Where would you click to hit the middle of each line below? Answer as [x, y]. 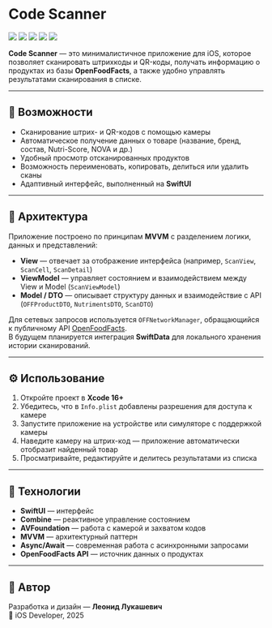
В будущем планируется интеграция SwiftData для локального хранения [135, 337]
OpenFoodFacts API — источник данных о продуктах [112, 554]
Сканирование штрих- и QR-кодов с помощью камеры [115, 131]
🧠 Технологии [45, 491]
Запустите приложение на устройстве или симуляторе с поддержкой [140, 424]
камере [33, 415]
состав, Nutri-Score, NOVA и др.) [76, 149]
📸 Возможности [51, 112]
